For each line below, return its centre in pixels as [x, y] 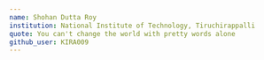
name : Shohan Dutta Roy [53, 17]
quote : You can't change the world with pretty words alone [123, 34]
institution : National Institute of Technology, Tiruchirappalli [132, 26]
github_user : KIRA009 [49, 42]
